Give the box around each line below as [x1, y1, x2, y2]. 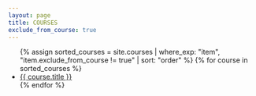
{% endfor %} [19, 80, 65, 90]
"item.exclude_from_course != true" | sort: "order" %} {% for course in [19, 55, 248, 65]
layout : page [8, 11, 51, 20]
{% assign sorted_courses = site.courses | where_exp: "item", [19, 48, 221, 57]
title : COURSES [8, 19, 58, 27]
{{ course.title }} [19, 72, 72, 82]
